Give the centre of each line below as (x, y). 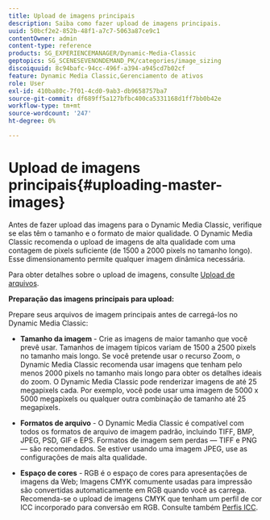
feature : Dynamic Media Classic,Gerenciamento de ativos (106, 76)
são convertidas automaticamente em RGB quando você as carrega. (133, 490)
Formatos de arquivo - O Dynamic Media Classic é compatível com (132, 423)
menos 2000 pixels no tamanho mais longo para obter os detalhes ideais (141, 373)
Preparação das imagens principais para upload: (91, 299)
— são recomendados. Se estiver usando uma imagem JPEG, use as (134, 448)
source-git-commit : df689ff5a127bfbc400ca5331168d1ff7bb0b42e (115, 99)
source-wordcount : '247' (50, 114)
